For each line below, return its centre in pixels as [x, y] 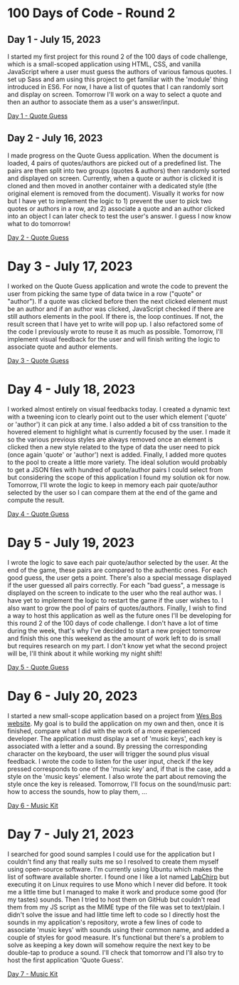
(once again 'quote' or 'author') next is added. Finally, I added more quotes [117, 454]
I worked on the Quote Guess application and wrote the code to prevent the [118, 286]
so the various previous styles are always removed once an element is [110, 439]
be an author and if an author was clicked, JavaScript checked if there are [116, 309]
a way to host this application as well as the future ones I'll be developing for [119, 616]
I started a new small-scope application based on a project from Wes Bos [115, 715]
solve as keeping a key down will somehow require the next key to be [109, 945]
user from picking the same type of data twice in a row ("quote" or [105, 293]
